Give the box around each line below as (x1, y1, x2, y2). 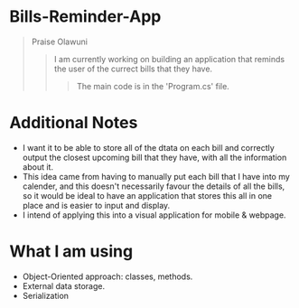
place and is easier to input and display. (22, 200, 171, 210)
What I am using (9, 241, 134, 262)
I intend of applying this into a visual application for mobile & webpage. (22, 210, 286, 220)
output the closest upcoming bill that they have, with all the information (22, 152, 287, 163)
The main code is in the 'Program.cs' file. (76, 80, 230, 91)
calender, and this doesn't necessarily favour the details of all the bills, (22, 181, 285, 191)
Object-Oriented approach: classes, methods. (22, 271, 193, 282)
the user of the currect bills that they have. (53, 63, 213, 74)
